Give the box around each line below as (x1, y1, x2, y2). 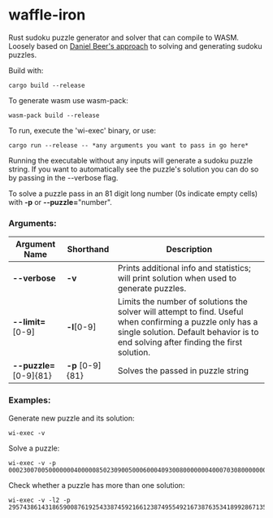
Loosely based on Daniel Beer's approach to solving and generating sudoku (8, 41, 262, 50)
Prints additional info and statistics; (117, 263, 252, 274)
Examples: (8, 394, 51, 406)
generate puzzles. (117, 283, 187, 294)
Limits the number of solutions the (117, 296, 248, 307)
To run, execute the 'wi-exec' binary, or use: (8, 125, 157, 135)
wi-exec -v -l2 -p (8, 496, 71, 504)
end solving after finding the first (117, 337, 242, 348)
